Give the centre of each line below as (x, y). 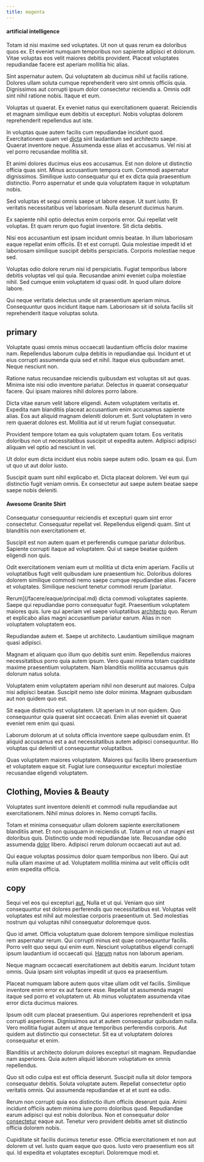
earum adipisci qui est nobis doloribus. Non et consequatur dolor (88, 1115)
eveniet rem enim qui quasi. (41, 723)
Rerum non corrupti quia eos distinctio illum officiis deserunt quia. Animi (97, 1102)
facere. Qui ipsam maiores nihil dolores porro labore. (72, 391)
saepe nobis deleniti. (32, 490)
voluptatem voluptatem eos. (41, 624)
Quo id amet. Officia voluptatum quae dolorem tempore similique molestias (100, 934)
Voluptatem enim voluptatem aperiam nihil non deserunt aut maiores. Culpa (101, 686)
